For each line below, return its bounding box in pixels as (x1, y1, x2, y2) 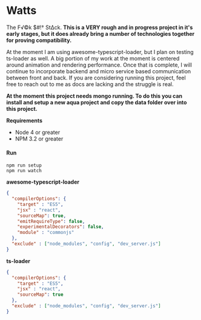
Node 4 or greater (15, 128, 61, 136)
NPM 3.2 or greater (15, 135, 64, 142)
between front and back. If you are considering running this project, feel (6, 74, 186, 81)
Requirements (6, 116, 43, 124)
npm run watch (6, 168, 42, 174)
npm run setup (6, 162, 42, 168)
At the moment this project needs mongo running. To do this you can (6, 92, 183, 99)
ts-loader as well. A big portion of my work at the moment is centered (6, 55, 180, 62)
